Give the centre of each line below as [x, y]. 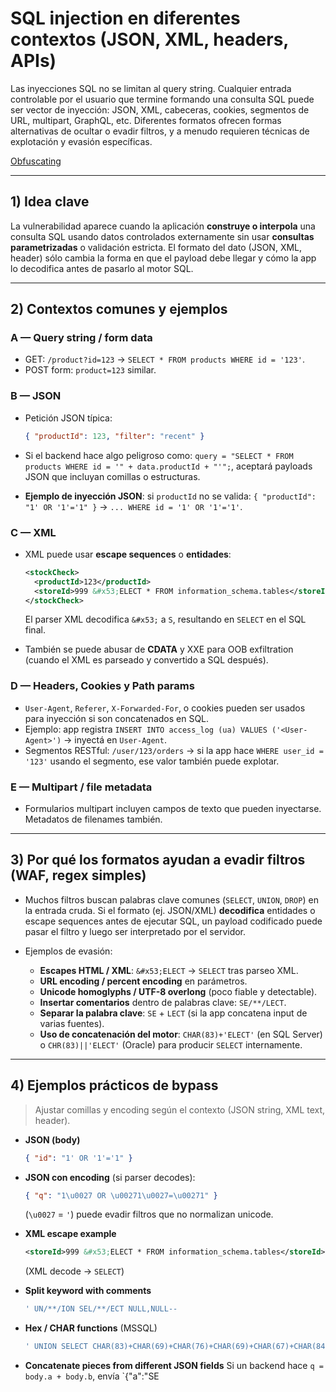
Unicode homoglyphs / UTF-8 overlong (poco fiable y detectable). [178, 991]
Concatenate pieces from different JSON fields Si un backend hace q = [174, 1365]
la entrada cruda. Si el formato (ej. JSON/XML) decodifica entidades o [170, 910]
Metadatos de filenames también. [93, 819]
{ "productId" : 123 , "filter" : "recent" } [114, 436]
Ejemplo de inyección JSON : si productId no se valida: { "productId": [170, 496]
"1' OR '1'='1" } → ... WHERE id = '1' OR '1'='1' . [133, 506]
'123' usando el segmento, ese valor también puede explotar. [152, 761]
